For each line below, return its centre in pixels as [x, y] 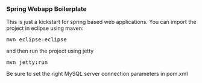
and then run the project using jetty [50, 51]
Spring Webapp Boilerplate [47, 9]
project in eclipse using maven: [45, 28]
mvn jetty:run [27, 62]
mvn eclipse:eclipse [37, 40]
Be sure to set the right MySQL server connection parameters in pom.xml [97, 74]
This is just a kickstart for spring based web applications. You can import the [101, 22]
